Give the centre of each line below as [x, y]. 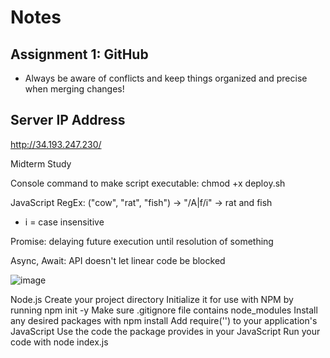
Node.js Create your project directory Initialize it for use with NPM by [152, 299]
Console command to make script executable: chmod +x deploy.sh [148, 183]
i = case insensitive [64, 222]
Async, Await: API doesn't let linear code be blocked [118, 260]
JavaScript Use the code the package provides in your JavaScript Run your [165, 331]
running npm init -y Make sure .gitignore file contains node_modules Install [164, 310]
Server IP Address [68, 120]
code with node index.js [59, 342]
